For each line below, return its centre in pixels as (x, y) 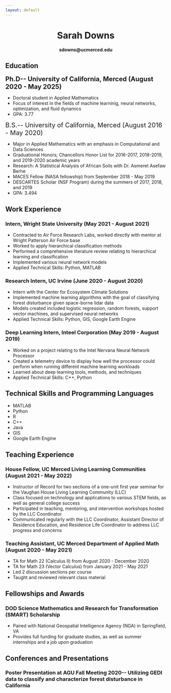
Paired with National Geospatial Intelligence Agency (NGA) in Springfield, (89, 626)
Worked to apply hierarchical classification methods (67, 246)
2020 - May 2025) (34, 87)
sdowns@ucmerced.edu (86, 50)
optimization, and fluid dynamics (47, 109)
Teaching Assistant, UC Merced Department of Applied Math (82, 544)
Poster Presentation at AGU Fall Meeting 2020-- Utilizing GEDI (84, 673)
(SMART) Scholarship (33, 615)
